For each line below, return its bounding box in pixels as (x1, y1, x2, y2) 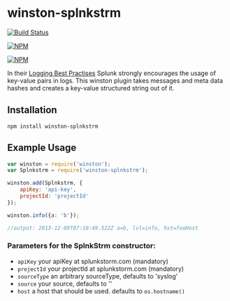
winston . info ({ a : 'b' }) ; (7, 212, 80, 219)
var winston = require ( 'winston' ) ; (7, 160, 111, 168)
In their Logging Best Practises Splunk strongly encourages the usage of (7, 69, 217, 77)
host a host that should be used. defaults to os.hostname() (17, 286, 185, 295)
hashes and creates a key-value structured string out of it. (7, 83, 175, 92)
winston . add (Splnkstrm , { (7, 180, 82, 187)
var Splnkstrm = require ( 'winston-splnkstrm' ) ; (7, 167, 149, 174)
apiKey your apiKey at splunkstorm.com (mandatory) (17, 257, 169, 265)
